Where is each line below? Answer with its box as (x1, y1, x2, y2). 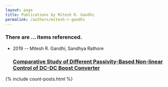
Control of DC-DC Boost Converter (12, 64, 100, 71)
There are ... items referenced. (5, 34, 82, 41)
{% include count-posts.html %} (5, 76, 73, 82)
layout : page (5, 7, 33, 13)
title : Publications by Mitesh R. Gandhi (5, 12, 95, 17)
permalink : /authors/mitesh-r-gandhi (5, 17, 86, 22)
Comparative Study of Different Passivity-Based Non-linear (12, 58, 163, 65)
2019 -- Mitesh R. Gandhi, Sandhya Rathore (12, 45, 104, 51)
